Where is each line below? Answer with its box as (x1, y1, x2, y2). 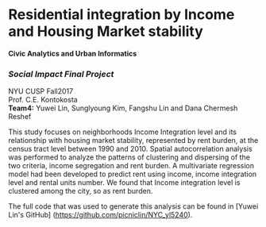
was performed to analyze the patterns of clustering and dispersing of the (8, 152, 250, 162)
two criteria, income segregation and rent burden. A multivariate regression (8, 161, 255, 171)
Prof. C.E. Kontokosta (8, 95, 78, 105)
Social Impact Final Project (8, 68, 114, 79)
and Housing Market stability (8, 22, 204, 40)
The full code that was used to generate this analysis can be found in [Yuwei (8, 202, 259, 211)
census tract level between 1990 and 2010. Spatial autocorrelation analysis (8, 144, 253, 154)
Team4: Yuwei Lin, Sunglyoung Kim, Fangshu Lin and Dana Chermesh (8, 103, 238, 113)
